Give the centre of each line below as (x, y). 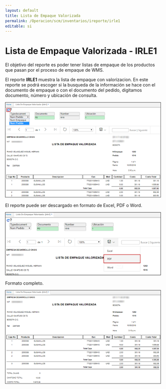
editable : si (19, 26)
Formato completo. (24, 283)
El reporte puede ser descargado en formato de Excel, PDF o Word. (74, 205)
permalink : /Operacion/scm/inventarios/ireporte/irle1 (63, 21)
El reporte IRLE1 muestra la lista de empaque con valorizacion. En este (77, 80)
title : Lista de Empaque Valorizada (43, 16)
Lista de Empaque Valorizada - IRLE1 (81, 51)
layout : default (22, 10)
